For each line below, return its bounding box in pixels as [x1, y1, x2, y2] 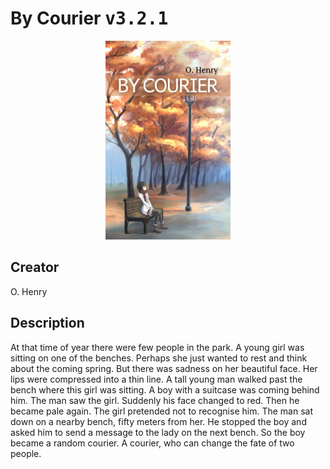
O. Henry [10, 285, 48, 297]
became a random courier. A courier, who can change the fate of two [10, 437, 295, 449]
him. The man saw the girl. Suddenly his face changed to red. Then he [10, 394, 300, 406]
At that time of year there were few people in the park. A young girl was [10, 341, 305, 353]
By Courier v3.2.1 [10, 7, 169, 30]
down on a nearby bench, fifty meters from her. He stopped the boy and [10, 415, 307, 427]
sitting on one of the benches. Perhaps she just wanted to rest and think [10, 352, 308, 364]
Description [10, 315, 85, 332]
